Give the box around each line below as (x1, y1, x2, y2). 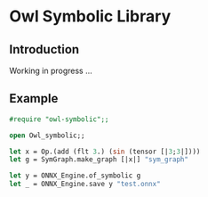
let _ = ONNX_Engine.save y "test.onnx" (9, 180, 162, 189)
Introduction (9, 42, 80, 57)
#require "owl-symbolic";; (9, 114, 109, 124)
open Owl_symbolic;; (9, 131, 86, 140)
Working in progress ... (9, 65, 93, 76)
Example (9, 91, 59, 106)
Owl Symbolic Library (9, 6, 172, 27)
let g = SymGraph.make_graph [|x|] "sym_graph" (9, 155, 189, 164)
